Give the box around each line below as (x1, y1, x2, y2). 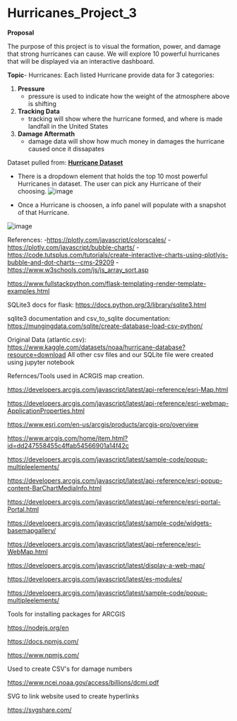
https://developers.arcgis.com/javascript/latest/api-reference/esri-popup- (7, 476, 223, 485)
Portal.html (7, 505, 39, 513)
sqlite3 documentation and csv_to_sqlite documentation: (7, 314, 171, 322)
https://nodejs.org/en (7, 623, 69, 632)
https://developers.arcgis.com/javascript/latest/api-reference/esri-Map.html (7, 385, 229, 394)
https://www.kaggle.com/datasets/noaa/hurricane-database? (7, 343, 186, 351)
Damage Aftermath (17, 129, 75, 138)
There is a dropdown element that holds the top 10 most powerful (17, 172, 208, 180)
